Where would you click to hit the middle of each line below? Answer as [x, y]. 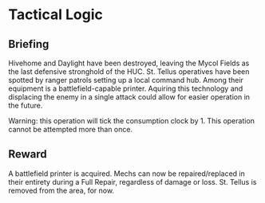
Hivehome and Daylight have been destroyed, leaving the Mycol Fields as [129, 63]
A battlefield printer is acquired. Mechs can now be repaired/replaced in [127, 174]
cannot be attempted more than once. [71, 129]
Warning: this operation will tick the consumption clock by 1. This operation [132, 121]
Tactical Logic [56, 15]
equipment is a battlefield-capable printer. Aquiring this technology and [126, 88]
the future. [26, 105]
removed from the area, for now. [61, 190]
